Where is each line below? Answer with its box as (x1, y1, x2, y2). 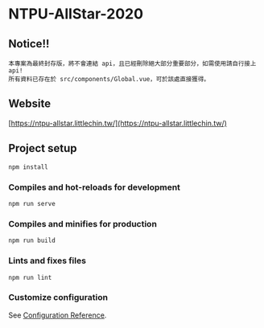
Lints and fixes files (8, 255, 87, 266)
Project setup (8, 141, 78, 155)
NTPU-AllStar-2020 (8, 5, 143, 23)
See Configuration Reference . (8, 310, 107, 320)
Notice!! (8, 37, 50, 51)
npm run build (8, 236, 56, 245)
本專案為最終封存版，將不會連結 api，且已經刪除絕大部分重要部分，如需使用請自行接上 (8, 59, 257, 68)
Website (8, 97, 51, 111)
